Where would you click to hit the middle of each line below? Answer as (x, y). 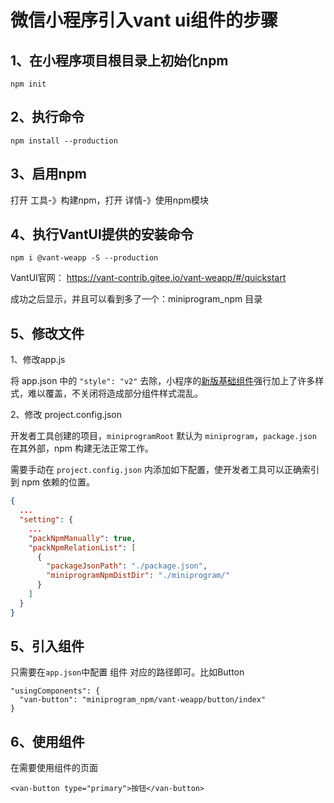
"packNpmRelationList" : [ (82, 547)
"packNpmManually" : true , (82, 538)
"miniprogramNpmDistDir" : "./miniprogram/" (138, 576)
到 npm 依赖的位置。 (52, 482)
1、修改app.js (38, 360)
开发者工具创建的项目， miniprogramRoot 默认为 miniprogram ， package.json (163, 436)
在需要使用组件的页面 (54, 768)
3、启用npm (49, 174)
